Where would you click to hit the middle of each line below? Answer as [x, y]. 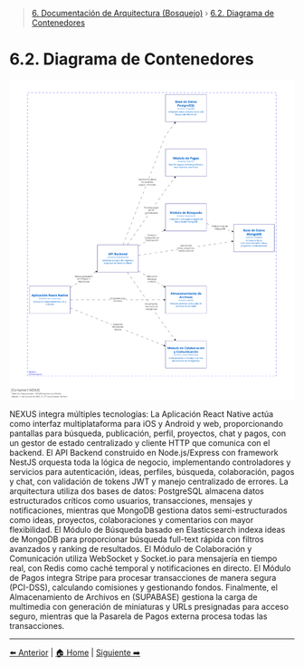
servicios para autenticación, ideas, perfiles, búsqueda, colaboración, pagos [152, 472]
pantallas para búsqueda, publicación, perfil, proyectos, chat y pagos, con [148, 433]
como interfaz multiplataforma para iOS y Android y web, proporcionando [146, 424]
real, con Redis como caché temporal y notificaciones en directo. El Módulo [150, 568]
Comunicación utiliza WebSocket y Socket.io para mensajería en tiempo [143, 559]
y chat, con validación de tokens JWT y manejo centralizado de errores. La [149, 482]
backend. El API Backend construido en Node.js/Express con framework [144, 453]
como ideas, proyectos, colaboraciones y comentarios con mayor [132, 520]
